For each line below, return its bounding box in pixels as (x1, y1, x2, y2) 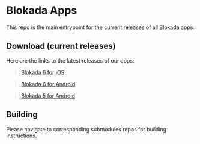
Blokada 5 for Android (20, 92, 76, 99)
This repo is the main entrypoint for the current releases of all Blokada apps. (6, 23, 195, 31)
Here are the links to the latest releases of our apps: (6, 57, 135, 64)
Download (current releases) (6, 41, 116, 51)
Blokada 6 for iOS (20, 69, 65, 76)
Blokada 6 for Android (20, 80, 76, 87)
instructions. (6, 132, 37, 139)
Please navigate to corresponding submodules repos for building (6, 125, 167, 133)
